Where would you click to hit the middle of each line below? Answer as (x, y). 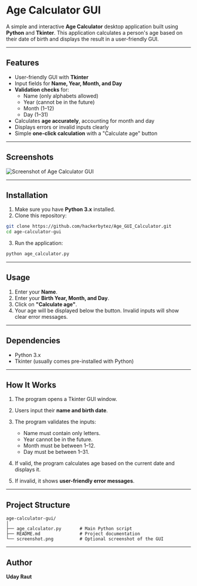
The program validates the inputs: (55, 422)
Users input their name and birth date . (61, 410)
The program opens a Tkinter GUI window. (66, 399)
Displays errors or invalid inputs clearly (62, 127)
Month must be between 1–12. (59, 446)
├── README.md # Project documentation (73, 534)
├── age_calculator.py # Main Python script (69, 529)
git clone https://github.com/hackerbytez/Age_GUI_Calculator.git (89, 227)
